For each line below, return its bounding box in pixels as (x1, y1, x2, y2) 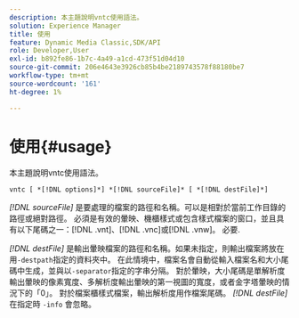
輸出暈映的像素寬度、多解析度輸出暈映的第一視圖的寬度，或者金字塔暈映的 (9, 277, 282, 288)
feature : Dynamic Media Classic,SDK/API (9, 37, 162, 47)
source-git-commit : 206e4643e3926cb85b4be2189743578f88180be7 (9, 63, 245, 72)
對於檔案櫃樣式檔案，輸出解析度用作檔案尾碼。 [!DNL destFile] (59, 288, 288, 298)
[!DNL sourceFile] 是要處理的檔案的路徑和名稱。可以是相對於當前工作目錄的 (9, 202, 287, 213)
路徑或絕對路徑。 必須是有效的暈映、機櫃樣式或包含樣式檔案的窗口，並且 (9, 213, 277, 224)
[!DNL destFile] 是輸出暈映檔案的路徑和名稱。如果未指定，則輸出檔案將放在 (9, 243, 285, 254)
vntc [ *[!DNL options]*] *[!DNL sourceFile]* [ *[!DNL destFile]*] (9, 185, 269, 194)
